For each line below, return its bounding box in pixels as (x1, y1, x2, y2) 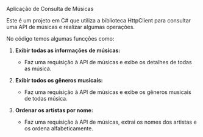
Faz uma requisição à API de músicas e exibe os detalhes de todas (24, 59, 192, 65)
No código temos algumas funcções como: (6, 35, 115, 42)
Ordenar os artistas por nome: (15, 107, 93, 114)
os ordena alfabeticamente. (24, 125, 93, 132)
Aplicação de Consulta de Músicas (6, 5, 94, 12)
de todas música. (24, 95, 68, 102)
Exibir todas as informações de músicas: (15, 47, 121, 54)
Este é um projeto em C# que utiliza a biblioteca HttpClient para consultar (6, 17, 191, 24)
